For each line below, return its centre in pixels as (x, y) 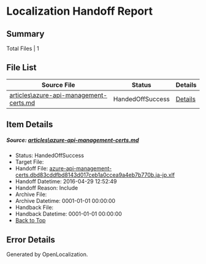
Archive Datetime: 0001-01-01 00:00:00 (65, 201)
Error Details (31, 240)
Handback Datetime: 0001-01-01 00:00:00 (69, 214)
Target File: (29, 162)
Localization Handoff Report (80, 11)
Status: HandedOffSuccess (50, 156)
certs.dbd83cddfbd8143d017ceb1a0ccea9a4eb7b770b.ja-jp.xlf (95, 175)
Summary (25, 34)
